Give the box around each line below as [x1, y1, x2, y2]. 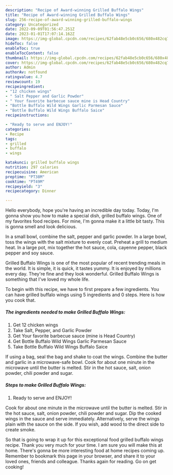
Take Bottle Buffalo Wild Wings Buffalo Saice [12, 344, 108, 350]
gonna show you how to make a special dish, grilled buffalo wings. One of [5, 213, 162, 219]
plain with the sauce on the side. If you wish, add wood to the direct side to [5, 421, 165, 427]
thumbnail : [5, 55, 29, 61]
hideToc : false [5, 41, 38, 46]
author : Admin [5, 65, 36, 70]
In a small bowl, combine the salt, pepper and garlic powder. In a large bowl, [5, 233, 167, 240]
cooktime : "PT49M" [5, 179, 45, 184]
